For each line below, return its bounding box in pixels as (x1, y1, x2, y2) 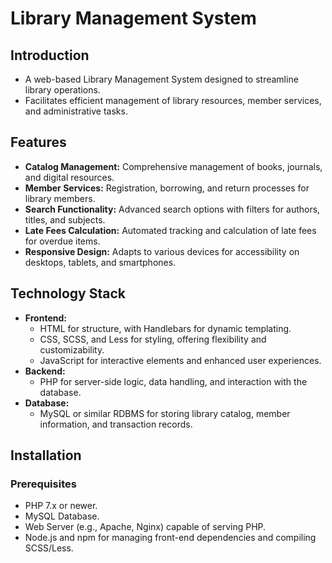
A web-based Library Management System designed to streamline (24, 73, 299, 85)
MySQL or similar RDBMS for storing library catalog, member (39, 407, 291, 419)
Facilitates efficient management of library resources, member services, (24, 95, 322, 106)
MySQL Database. (24, 510, 100, 522)
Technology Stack (10, 285, 126, 302)
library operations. (24, 84, 101, 96)
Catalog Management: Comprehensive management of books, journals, (24, 160, 323, 172)
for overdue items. (24, 235, 101, 247)
